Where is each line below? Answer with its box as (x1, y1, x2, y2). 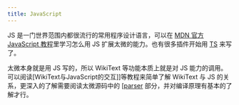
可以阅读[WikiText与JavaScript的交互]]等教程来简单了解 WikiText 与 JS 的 (7, 72, 223, 81)
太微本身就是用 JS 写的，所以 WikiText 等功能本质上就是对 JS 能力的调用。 (7, 63, 228, 72)
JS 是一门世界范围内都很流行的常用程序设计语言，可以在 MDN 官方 (7, 31, 205, 39)
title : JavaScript (7, 10, 62, 18)
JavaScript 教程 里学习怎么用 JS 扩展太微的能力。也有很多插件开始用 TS (7, 40, 218, 48)
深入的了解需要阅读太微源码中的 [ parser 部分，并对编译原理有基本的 (26, 81, 226, 89)
